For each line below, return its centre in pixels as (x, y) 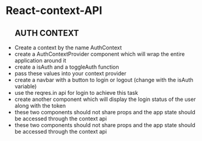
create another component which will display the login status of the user (105, 99)
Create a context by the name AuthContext (68, 47)
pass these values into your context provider (70, 73)
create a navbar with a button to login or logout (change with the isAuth (104, 80)
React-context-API (54, 11)
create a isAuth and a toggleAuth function (67, 67)
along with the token (40, 106)
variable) (26, 86)
